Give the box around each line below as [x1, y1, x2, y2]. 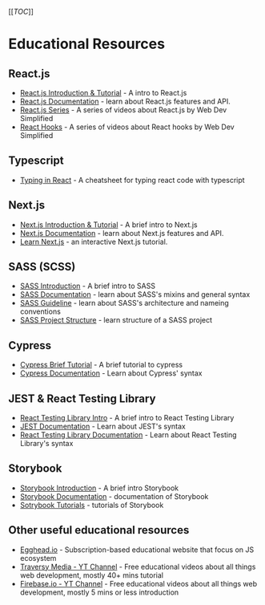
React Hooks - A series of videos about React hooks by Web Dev [19, 122, 235, 132]
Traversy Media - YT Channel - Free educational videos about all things [19, 562, 256, 571]
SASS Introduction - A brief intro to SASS [19, 281, 156, 291]
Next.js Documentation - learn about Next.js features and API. [19, 228, 224, 238]
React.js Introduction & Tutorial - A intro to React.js [19, 88, 187, 97]
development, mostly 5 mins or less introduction [19, 587, 179, 597]
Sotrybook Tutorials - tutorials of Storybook [19, 500, 164, 510]
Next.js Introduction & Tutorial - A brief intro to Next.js [19, 220, 198, 229]
